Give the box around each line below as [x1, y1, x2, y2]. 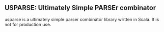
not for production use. [4, 21, 51, 27]
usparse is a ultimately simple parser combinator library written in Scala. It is [4, 16, 159, 22]
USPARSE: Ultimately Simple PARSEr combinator [4, 4, 156, 12]
